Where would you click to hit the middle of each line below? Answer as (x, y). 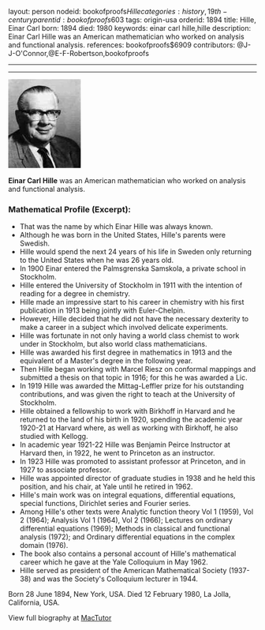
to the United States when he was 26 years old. (97, 261)
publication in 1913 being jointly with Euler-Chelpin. (102, 310)
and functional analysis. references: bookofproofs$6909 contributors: (121, 45)
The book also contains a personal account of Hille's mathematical (128, 554)
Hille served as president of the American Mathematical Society (123, 571)
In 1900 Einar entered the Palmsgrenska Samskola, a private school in (132, 268)
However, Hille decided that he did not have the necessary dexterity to (134, 319)
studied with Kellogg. (54, 437)
